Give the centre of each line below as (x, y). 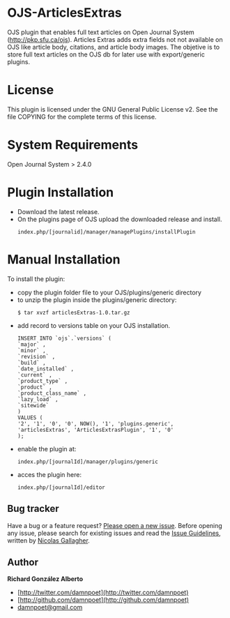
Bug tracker (33, 509)
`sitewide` (33, 405)
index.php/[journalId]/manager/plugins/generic (87, 462)
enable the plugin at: (47, 449)
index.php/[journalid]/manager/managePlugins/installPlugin (106, 232)
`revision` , (36, 356)
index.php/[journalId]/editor (61, 487)
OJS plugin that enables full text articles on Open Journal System (101, 32)
